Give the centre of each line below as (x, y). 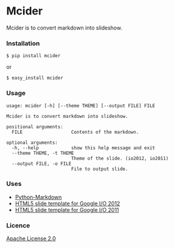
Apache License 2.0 (31, 238)
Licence (18, 225)
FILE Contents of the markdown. (75, 132)
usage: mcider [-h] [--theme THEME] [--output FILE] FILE (81, 106)
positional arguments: (35, 127)
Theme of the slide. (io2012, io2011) (120, 158)
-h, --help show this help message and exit (83, 148)
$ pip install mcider (34, 56)
